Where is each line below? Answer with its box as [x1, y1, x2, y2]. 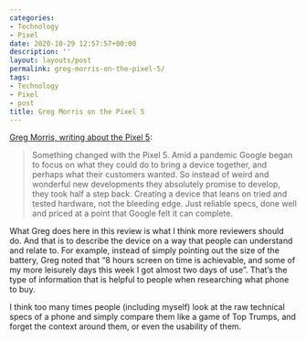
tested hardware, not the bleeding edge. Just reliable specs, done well [31, 198, 297, 209]
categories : [9, 13, 55, 23]
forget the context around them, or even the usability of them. [9, 321, 242, 332]
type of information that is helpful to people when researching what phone [9, 274, 290, 285]
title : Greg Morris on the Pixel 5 [9, 107, 145, 116]
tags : [9, 73, 30, 82]
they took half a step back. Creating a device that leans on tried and [31, 188, 288, 199]
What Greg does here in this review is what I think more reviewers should [9, 226, 285, 237]
